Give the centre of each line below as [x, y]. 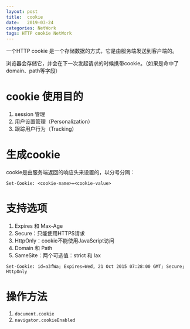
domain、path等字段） [33, 71]
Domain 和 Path [33, 248]
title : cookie [25, 17]
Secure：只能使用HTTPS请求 [50, 233]
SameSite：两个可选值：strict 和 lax [58, 255]
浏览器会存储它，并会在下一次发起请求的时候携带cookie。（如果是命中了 [93, 64]
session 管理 [30, 114]
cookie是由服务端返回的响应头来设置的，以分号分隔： [71, 172]
